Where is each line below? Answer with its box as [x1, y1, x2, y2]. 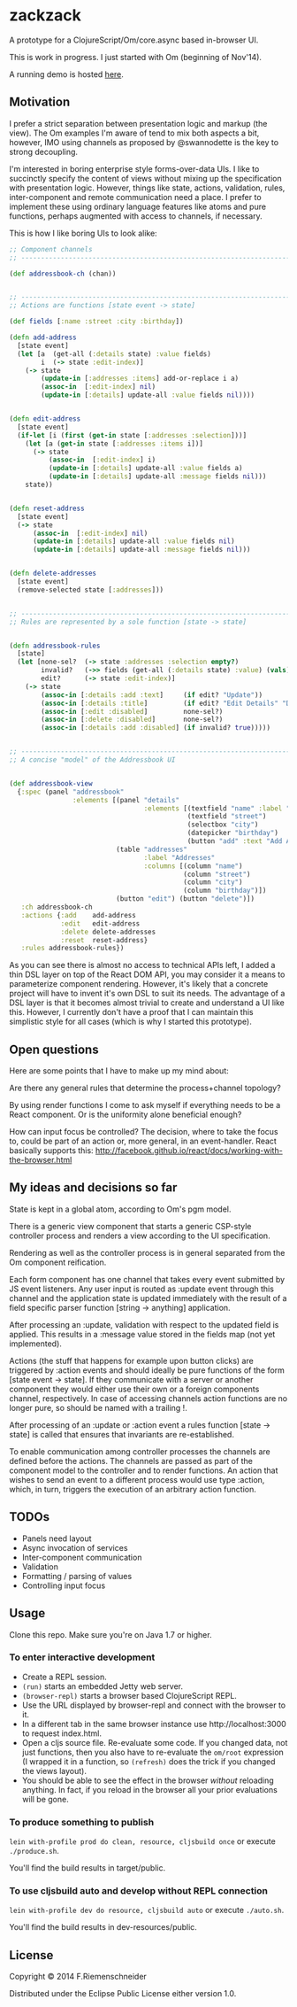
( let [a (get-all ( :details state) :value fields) [17, 349, 212, 359]
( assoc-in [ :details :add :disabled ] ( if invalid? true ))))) [41, 724, 271, 732]
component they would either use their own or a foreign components [9, 1383, 260, 1394]
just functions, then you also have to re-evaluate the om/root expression [21, 1747, 285, 1757]
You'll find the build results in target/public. [9, 1863, 166, 1873]
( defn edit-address [9, 415, 81, 423]
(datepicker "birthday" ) [187, 829, 278, 838]
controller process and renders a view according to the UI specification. [9, 1230, 271, 1241]
